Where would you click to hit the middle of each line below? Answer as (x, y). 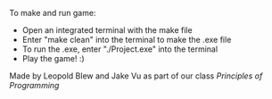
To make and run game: (53, 13)
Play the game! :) (53, 58)
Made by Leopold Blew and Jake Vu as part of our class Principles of (136, 76)
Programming (34, 85)
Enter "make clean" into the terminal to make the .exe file (127, 40)
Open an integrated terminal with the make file (107, 30)
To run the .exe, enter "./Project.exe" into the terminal (120, 49)
